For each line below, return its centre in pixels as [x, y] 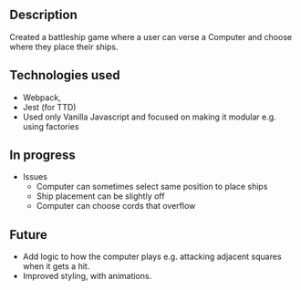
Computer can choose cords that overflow [116, 206]
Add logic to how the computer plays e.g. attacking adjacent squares [152, 257]
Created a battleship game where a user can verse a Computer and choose [151, 36]
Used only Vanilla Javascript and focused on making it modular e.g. [149, 117]
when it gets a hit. [56, 266]
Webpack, [42, 97]
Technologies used [65, 75]
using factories [51, 126]
